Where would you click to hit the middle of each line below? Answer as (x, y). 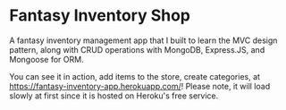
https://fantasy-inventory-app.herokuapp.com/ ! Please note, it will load (140, 86)
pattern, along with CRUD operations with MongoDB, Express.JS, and (137, 49)
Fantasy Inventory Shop (100, 16)
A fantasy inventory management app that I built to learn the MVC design (143, 40)
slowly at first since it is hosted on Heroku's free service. (114, 96)
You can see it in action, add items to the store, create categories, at (135, 76)
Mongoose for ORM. (46, 59)
